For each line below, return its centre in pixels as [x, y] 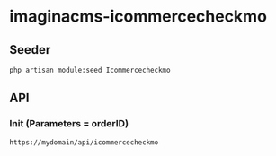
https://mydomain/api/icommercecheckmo [84, 142]
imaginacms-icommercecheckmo [138, 17]
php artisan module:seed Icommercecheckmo [90, 70]
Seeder [30, 50]
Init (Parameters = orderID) [69, 124]
